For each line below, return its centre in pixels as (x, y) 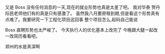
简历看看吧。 (27, 36)
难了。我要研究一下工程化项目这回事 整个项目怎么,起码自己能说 (73, 19)
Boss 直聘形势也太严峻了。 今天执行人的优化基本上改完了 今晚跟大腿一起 (79, 30)
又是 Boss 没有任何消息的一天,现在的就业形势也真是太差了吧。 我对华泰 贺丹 (83, 7)
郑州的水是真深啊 (23, 46)
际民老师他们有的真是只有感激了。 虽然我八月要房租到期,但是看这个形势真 (80, 13)
